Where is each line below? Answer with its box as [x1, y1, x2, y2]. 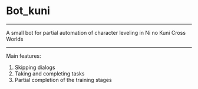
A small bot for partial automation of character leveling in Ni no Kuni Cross [6, 29, 186, 36]
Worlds [6, 35, 24, 42]
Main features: [6, 52, 41, 60]
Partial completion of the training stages [14, 76, 112, 83]
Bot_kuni [6, 4, 50, 18]
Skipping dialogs [14, 64, 55, 71]
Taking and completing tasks [14, 70, 85, 77]
